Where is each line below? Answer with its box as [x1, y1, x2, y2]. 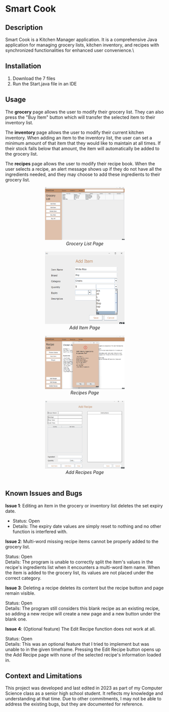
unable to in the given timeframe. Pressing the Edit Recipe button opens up [5, 646, 161, 652]
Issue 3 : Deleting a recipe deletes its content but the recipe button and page [5, 585, 164, 591]
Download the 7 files [12, 75, 55, 81]
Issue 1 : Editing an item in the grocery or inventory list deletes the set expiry [5, 502, 163, 508]
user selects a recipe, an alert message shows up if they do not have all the [5, 166, 162, 172]
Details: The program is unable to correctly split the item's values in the [5, 559, 153, 565]
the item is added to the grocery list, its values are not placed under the [5, 569, 154, 576]
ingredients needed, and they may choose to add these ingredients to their [5, 171, 160, 177]
